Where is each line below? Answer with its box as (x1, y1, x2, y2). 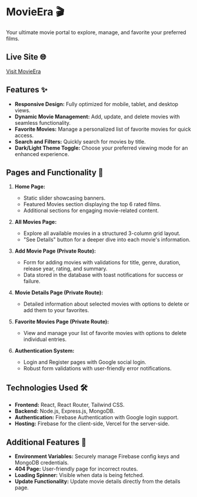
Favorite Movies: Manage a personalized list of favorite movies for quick (14, 125, 191, 132)
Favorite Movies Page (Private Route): (14, 318, 109, 325)
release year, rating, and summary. (23, 265, 108, 272)
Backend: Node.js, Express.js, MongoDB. (14, 407, 115, 415)
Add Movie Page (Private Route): (14, 247, 96, 254)
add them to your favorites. (23, 307, 89, 314)
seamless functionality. (14, 119, 71, 126)
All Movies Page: (14, 218, 57, 226)
